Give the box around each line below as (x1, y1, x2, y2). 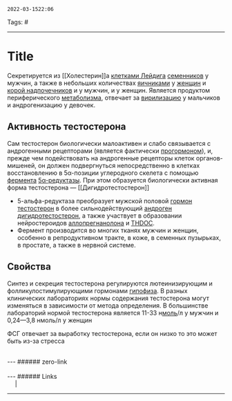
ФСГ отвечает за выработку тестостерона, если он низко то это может (7, 329, 217, 337)
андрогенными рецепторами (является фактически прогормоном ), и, (7, 147, 213, 155)
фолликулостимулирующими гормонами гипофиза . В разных (7, 286, 188, 295)
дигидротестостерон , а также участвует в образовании (17, 211, 182, 220)
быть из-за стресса (7, 337, 65, 345)
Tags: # (7, 18, 29, 26)
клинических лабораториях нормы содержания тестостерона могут (7, 294, 209, 302)
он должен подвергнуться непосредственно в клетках (37, 161, 200, 169)
